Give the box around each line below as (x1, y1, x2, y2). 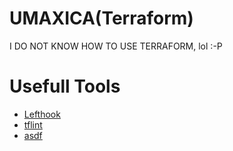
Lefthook (23, 108, 61, 120)
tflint (23, 118, 43, 131)
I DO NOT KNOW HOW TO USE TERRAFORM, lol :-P (9, 40, 223, 52)
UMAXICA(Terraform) (9, 7, 194, 30)
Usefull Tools (9, 75, 121, 98)
